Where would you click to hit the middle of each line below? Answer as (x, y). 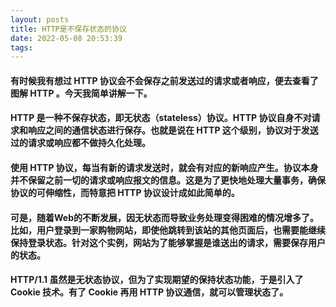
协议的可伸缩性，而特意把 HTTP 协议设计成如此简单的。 (125, 193)
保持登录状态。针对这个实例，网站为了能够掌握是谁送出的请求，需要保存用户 (168, 242)
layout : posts (40, 19)
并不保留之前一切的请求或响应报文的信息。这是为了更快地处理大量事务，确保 (168, 180)
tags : (21, 47)
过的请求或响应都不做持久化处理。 (80, 143)
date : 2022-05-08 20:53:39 (66, 38)
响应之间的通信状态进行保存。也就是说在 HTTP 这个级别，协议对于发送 (173, 130)
